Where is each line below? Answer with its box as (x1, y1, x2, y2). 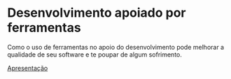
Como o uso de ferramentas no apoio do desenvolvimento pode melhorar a (7, 43, 225, 51)
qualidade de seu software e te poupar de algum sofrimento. (7, 50, 182, 59)
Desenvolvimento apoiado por (7, 5, 186, 21)
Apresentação (7, 64, 48, 72)
